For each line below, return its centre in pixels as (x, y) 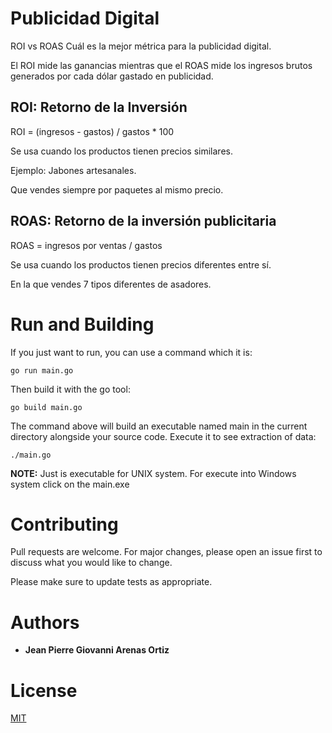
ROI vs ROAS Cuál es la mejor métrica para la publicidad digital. (141, 46)
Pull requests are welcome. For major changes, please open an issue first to (166, 552)
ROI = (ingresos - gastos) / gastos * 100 (92, 131)
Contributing (64, 524)
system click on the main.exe (70, 484)
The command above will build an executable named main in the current (159, 426)
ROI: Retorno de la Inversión (99, 107)
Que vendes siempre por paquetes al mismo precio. (117, 189)
